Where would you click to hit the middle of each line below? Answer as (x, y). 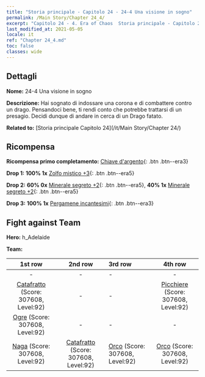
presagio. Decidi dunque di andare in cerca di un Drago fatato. (85, 116)
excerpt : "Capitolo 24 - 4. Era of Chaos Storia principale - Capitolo (101, 23)
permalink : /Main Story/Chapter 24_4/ (56, 18)
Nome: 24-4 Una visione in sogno (49, 91)
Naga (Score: (31, 346)
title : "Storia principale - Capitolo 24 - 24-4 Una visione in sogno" (99, 12)
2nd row (81, 264)
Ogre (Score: (31, 317)
